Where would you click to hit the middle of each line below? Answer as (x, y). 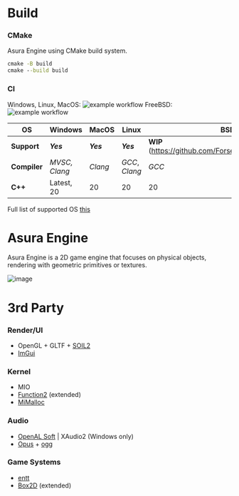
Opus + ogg (35, 444)
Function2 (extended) (49, 395)
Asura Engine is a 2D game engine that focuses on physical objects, (107, 257)
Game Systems (34, 463)
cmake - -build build (38, 71)
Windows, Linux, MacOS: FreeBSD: (90, 104)
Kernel (19, 371)
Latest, (61, 182)
